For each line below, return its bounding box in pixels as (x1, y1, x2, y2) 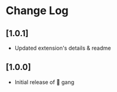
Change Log (6, 4, 69, 18)
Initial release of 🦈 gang (14, 78, 75, 86)
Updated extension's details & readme (14, 44, 111, 52)
